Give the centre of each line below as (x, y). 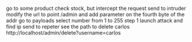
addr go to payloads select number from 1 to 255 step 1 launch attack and (95, 20)
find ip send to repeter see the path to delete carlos (68, 26)
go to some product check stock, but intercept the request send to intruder (96, 8)
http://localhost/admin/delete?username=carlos (64, 33)
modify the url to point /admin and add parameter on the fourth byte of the (95, 14)
